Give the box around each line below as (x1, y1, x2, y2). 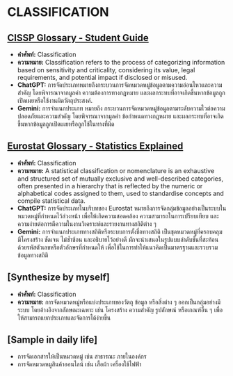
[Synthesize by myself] (7, 272, 110, 284)
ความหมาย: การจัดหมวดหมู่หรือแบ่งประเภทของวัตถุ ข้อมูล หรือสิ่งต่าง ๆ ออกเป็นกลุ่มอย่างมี (17, 297, 221, 306)
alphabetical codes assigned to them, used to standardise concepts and (17, 189, 224, 197)
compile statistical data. (17, 196, 86, 205)
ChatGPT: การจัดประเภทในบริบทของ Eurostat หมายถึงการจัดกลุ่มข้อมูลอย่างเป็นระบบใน (17, 204, 227, 212)
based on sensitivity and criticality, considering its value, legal (17, 66, 195, 74)
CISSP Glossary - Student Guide (7, 32, 150, 44)
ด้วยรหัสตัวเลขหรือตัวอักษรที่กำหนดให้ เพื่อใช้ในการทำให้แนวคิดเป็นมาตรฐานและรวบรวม (17, 243, 218, 251)
